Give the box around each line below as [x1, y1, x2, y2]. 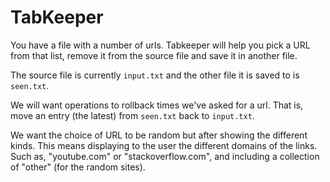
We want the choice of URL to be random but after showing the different [10, 129, 308, 141]
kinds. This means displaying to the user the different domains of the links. [10, 139, 318, 151]
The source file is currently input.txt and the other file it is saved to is [10, 69, 300, 81]
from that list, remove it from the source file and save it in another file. [10, 49, 298, 61]
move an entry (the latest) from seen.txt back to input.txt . [10, 109, 255, 121]
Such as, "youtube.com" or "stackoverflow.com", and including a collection [10, 150, 320, 162]
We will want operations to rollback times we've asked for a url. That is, [10, 99, 304, 111]
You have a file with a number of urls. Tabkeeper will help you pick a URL [10, 39, 311, 51]
